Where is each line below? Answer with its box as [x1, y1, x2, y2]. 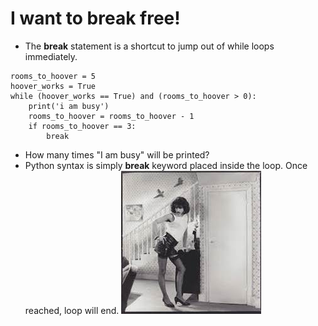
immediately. [24, 50, 78, 62]
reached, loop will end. [24, 304, 120, 316]
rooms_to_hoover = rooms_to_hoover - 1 [28, 111, 195, 121]
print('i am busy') [28, 101, 110, 111]
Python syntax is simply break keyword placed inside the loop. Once [24, 159, 308, 171]
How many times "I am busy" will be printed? [24, 148, 210, 161]
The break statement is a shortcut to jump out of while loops [24, 40, 275, 52]
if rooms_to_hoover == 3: [28, 121, 137, 131]
